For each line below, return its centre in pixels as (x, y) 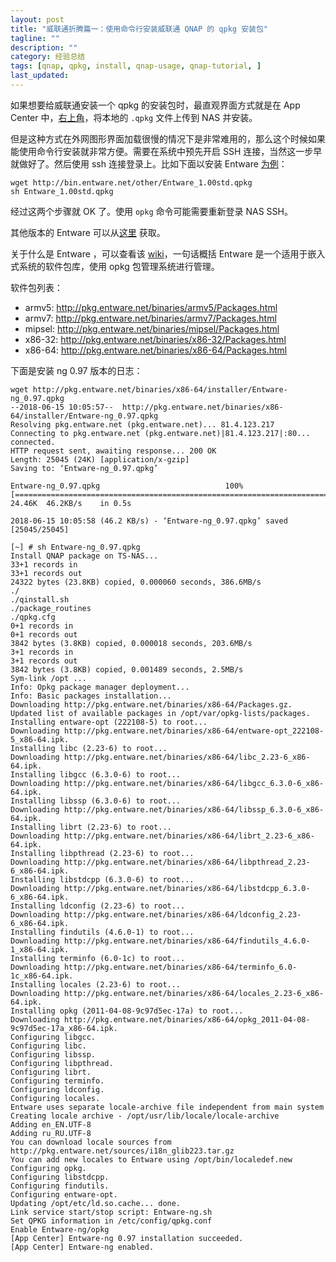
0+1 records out (44, 634)
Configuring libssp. (53, 1054)
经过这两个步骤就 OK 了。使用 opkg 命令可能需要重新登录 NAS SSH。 (151, 211)
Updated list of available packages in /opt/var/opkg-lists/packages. (160, 713)
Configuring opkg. (48, 1168)
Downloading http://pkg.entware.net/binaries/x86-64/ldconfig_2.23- (156, 914)
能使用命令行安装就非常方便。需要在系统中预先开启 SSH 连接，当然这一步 (162, 151)
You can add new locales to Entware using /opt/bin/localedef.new (151, 1159)
